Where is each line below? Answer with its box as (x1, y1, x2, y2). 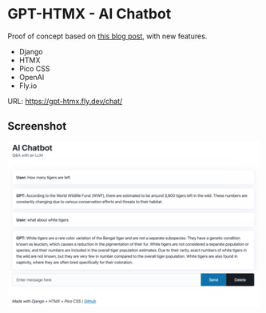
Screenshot (7, 119, 67, 133)
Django (18, 46, 43, 56)
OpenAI (18, 72, 45, 82)
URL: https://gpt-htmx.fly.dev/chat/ (7, 96, 123, 106)
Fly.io (18, 81, 38, 90)
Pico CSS (18, 63, 50, 73)
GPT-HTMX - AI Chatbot (7, 5, 172, 23)
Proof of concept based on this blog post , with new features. (7, 31, 208, 41)
